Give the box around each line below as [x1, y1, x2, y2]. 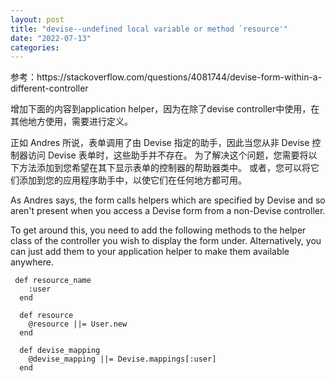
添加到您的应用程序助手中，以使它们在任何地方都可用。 [18, 174, 247, 186]
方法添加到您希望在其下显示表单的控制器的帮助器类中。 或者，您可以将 [18, 162, 311, 174]
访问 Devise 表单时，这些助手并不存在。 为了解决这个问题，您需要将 [27, 149, 309, 161]
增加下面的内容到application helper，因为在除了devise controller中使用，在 [10, 103, 320, 115]
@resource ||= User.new [28, 319, 128, 330]
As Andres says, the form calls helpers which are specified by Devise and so [10, 194, 326, 206]
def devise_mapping [19, 346, 101, 356]
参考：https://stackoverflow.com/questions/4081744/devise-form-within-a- [10, 71, 323, 83]
